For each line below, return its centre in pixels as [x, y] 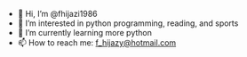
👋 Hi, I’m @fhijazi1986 [57, 14]
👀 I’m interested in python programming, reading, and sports [128, 23]
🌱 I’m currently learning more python [85, 33]
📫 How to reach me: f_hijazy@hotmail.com [97, 43]
